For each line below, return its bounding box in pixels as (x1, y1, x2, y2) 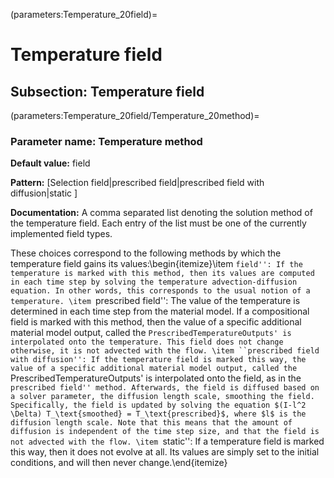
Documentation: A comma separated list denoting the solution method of (10, 207, 313, 219)
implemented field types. (10, 228, 113, 240)
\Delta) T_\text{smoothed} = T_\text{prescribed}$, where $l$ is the (10, 409, 307, 419)
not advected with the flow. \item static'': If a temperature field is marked (10, 435, 325, 448)
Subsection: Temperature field (10, 83, 205, 100)
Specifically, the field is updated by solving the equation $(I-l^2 (10, 400, 307, 411)
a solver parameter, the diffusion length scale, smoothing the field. (10, 392, 315, 402)
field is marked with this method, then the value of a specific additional (10, 316, 302, 328)
